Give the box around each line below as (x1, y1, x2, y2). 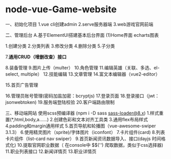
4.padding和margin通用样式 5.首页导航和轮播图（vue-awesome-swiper (5, 123, 156, 129)
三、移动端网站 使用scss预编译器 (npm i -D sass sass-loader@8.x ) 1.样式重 (5, 110, 164, 116)
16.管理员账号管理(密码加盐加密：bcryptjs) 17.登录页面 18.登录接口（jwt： (5, 93, 160, 99)
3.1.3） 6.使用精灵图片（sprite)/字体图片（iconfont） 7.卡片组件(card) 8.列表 (5, 129, 165, 135)
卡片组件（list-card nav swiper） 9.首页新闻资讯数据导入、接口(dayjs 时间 (5, 135, 161, 142)
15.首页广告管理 (5, 82, 39, 88)
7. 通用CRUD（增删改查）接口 (5, 54, 67, 60)
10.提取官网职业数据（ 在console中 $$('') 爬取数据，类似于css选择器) (17, 142, 163, 148)
